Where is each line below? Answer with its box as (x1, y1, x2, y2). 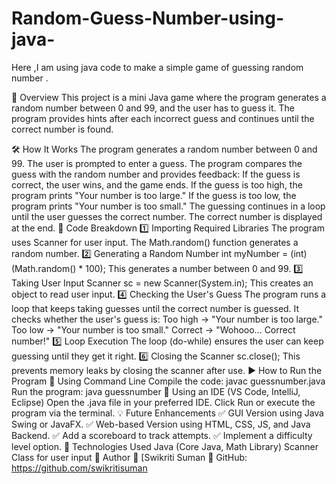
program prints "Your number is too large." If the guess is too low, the (11, 189, 297, 201)
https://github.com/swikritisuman (11, 462, 148, 474)
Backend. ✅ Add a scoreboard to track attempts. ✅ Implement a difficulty (11, 429, 313, 441)
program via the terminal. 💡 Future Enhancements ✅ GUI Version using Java (11, 407, 324, 419)
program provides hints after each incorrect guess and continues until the (11, 112, 315, 124)
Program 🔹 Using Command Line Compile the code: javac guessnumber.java (11, 375, 326, 387)
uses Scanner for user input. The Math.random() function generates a (11, 236, 299, 248)
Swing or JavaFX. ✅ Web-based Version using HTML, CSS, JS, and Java (11, 418, 311, 430)
